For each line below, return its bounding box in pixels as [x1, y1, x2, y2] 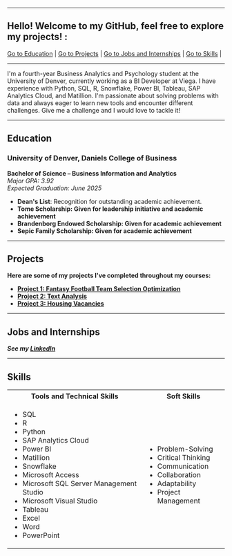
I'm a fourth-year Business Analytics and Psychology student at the [7, 69, 199, 77]
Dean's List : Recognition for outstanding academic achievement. [17, 197, 202, 205]
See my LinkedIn [7, 344, 56, 353]
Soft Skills [166, 391, 201, 401]
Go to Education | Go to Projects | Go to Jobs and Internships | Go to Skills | [7, 49, 222, 57]
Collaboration [157, 470, 202, 479]
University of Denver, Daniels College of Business [7, 154, 177, 163]
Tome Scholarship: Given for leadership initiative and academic [17, 205, 204, 213]
